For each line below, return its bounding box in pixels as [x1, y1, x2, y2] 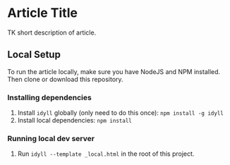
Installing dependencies [7, 92, 92, 102]
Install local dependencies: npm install [17, 116, 132, 125]
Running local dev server [7, 133, 95, 143]
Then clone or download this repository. [7, 75, 123, 83]
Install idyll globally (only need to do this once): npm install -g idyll [17, 109, 224, 117]
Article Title [7, 5, 78, 21]
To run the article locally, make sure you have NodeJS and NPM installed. [7, 67, 221, 75]
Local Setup [7, 49, 61, 61]
